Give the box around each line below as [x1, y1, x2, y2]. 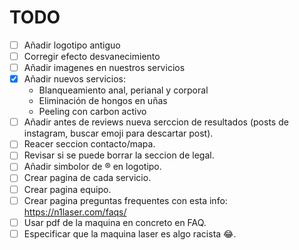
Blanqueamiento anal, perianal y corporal [38, 84, 209, 96]
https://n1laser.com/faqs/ [23, 206, 127, 218]
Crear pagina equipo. [23, 183, 112, 195]
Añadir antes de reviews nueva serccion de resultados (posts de [23, 116, 289, 128]
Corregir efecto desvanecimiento [23, 51, 161, 62]
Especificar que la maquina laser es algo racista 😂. [23, 227, 237, 240]
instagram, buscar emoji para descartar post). [23, 127, 214, 140]
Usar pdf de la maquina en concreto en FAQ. [23, 216, 207, 228]
